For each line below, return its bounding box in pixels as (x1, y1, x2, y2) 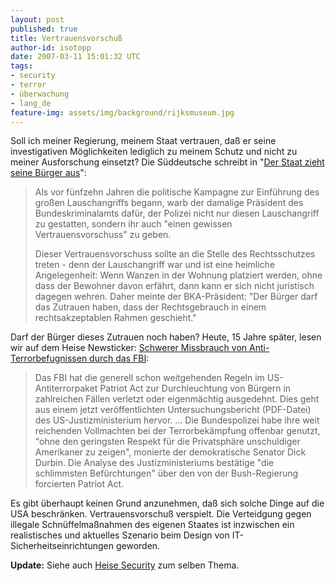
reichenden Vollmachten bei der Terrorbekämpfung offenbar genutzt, (34, 425, 321, 437)
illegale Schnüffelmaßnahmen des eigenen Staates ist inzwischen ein (10, 519, 295, 531)
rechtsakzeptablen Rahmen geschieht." (34, 312, 197, 324)
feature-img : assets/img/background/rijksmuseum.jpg (10, 107, 235, 118)
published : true (10, 24, 78, 34)
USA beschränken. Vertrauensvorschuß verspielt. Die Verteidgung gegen (10, 508, 312, 520)
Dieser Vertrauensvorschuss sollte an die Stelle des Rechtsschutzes (34, 248, 316, 260)
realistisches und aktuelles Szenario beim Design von (10, 529, 230, 541)
